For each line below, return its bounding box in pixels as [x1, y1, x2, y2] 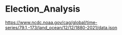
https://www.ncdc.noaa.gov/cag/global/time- [5, 19, 98, 25]
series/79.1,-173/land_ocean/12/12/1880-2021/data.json [5, 24, 118, 30]
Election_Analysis [5, 3, 80, 15]
